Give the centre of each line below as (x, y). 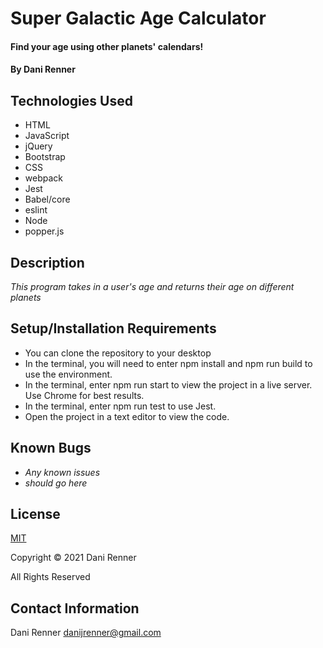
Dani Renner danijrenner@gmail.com (86, 633)
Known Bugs (51, 448)
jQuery (38, 146)
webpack (43, 178)
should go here (56, 483)
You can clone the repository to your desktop (118, 353)
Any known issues (62, 472)
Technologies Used (71, 100)
